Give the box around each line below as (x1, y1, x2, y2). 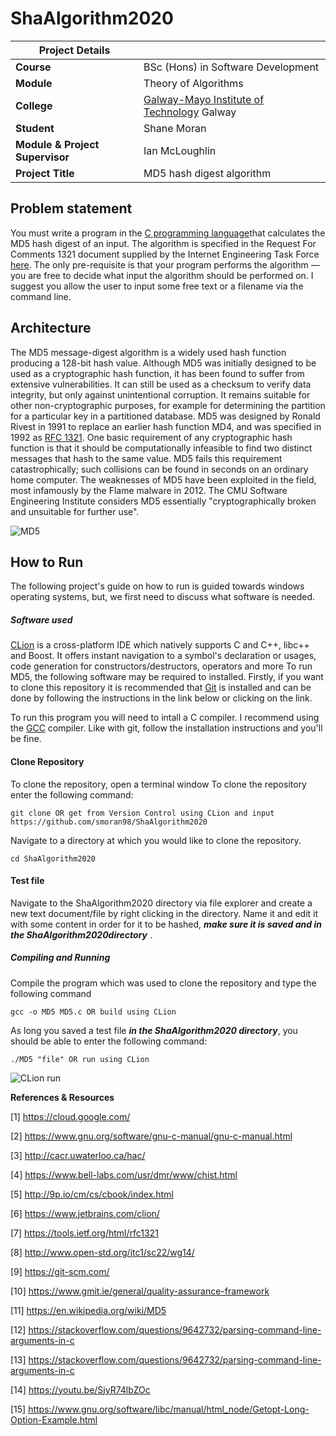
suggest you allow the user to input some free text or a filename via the (10, 280, 304, 292)
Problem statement (10, 200, 133, 217)
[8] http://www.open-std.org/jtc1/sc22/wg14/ (10, 1246, 195, 1258)
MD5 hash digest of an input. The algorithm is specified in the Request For (10, 237, 317, 249)
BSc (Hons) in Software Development (143, 60, 320, 74)
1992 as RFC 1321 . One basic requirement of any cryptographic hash (10, 431, 293, 443)
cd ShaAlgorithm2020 (10, 853, 97, 864)
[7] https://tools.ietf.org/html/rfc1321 (10, 1227, 159, 1239)
